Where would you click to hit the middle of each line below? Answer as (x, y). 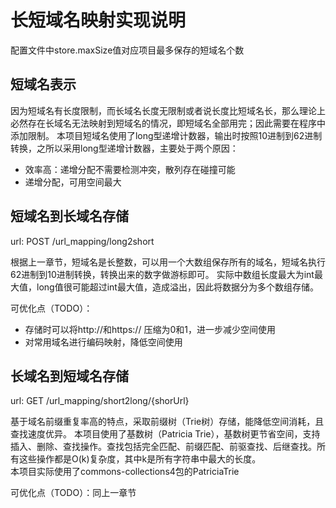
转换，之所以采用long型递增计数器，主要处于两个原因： (124, 148)
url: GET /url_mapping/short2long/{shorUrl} (100, 401)
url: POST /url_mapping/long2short (82, 241)
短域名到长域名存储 (69, 216)
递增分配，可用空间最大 (73, 182)
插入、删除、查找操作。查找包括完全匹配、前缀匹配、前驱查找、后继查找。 (163, 447)
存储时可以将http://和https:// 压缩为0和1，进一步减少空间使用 (150, 329)
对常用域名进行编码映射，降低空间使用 (103, 342)
